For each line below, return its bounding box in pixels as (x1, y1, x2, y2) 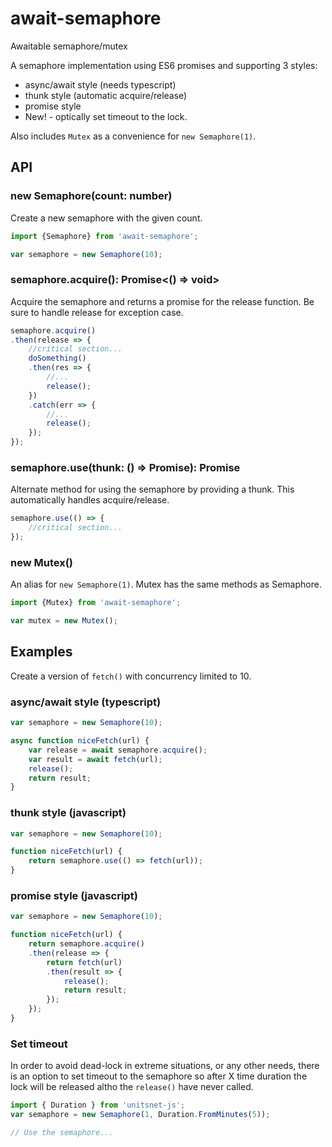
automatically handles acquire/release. (10, 494, 170, 506)
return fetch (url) (46, 957, 123, 967)
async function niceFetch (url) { (10, 736, 150, 746)
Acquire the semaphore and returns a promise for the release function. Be (10, 295, 315, 307)
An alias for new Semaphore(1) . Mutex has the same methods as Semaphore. (10, 578, 322, 591)
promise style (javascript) (10, 888, 138, 902)
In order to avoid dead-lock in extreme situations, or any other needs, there (10, 1060, 320, 1072)
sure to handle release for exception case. (10, 306, 184, 318)
